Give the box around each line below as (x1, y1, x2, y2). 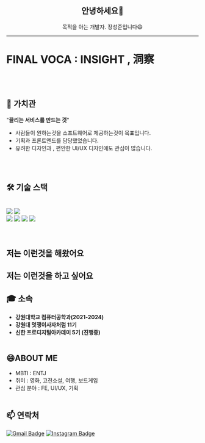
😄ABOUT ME (6, 353, 58, 364)
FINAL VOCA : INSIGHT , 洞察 (6, 52, 154, 66)
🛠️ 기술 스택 (6, 182, 48, 192)
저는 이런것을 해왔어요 (6, 248, 84, 258)
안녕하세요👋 (81, 5, 124, 16)
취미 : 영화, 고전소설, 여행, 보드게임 (15, 376, 98, 384)
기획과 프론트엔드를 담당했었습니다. (15, 137, 99, 144)
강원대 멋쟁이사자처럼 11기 (15, 321, 77, 328)
